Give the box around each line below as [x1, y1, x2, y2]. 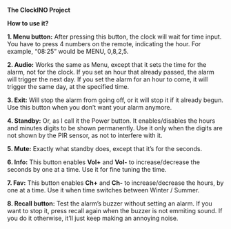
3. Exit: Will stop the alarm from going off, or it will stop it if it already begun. [7, 96, 224, 104]
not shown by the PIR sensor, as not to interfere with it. [7, 131, 163, 139]
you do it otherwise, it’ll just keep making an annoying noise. [7, 214, 179, 222]
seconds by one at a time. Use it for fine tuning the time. [7, 166, 167, 173]
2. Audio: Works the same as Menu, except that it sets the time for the [7, 61, 207, 68]
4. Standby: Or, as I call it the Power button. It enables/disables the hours [7, 117, 216, 125]
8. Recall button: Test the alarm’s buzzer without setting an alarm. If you [7, 199, 212, 208]
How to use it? [7, 19, 49, 27]
